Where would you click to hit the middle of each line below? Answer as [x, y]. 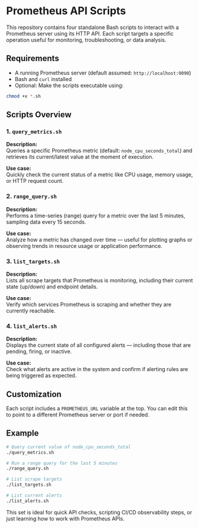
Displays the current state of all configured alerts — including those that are [99, 345]
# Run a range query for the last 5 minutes [62, 463]
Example [23, 433]
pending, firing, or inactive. [39, 352]
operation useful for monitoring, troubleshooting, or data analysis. [86, 40]
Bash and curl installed [43, 79]
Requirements [33, 58]
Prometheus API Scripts [66, 11]
